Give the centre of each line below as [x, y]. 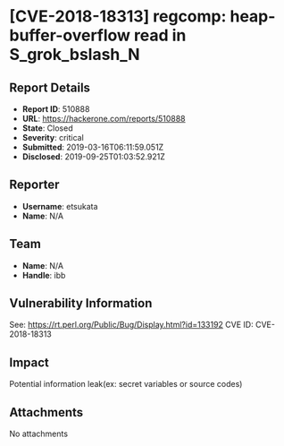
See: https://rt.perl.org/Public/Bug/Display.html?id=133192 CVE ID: [131, 325]
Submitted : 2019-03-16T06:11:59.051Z [93, 147]
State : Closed [47, 128]
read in [160, 35]
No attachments [39, 434]
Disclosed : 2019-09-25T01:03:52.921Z [93, 157]
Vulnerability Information [81, 303]
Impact [29, 362]
